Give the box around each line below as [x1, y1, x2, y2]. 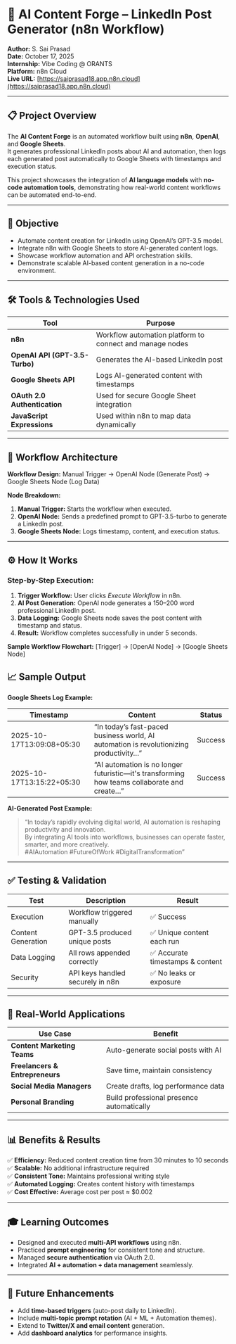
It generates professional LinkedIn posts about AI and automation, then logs [7, 147, 226, 156]
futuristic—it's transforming [93, 768, 185, 778]
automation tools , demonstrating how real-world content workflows [23, 183, 221, 191]
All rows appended [68, 948, 131, 958]
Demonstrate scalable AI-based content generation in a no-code [17, 258, 205, 267]
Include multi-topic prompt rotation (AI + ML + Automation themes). [17, 1314, 216, 1322]
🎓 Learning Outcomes [7, 1216, 110, 1228]
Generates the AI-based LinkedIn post [96, 355, 223, 364]
